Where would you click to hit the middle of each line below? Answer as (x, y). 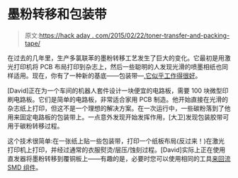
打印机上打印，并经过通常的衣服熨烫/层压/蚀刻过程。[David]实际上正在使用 (116, 150)
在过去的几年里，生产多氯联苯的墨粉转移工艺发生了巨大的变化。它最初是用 (116, 58)
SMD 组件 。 (25, 167)
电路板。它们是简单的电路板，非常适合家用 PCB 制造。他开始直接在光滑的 (121, 99)
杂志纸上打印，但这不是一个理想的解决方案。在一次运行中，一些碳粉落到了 (116, 108)
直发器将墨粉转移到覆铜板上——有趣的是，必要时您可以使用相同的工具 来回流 (119, 158)
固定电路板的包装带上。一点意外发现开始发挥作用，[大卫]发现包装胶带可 (124, 117)
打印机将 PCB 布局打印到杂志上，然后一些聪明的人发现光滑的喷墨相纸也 (118, 66)
